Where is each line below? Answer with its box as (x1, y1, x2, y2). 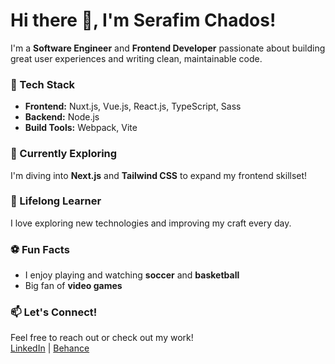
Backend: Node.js (24, 111, 100, 123)
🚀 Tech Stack (10, 77, 76, 91)
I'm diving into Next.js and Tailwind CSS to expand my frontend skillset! (10, 169, 308, 181)
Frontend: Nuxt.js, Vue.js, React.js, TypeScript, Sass (24, 100, 242, 113)
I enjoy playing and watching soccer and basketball (24, 269, 240, 281)
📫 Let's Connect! (10, 305, 98, 319)
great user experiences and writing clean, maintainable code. (10, 52, 263, 64)
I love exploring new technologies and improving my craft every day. (10, 217, 292, 229)
